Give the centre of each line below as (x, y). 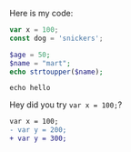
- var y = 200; (38, 130)
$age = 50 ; (30, 55)
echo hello (30, 88)
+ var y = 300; (38, 139)
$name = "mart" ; (40, 63)
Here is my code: (41, 13)
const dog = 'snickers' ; (56, 38)
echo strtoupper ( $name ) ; (56, 72)
